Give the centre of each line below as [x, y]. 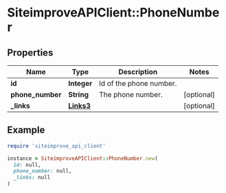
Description [138, 72]
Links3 [80, 106]
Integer [80, 83]
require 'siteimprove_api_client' [57, 146]
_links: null [32, 178]
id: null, [27, 165]
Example [26, 130]
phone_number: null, [43, 171]
